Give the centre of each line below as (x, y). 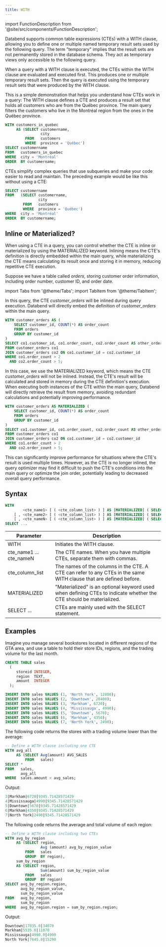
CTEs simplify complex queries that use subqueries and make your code (79, 171)
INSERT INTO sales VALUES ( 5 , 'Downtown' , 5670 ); (57, 713)
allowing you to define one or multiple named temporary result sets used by (82, 44)
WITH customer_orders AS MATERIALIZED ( (47, 406)
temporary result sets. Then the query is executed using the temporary (77, 80)
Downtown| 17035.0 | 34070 (30, 926)
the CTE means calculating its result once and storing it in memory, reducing (83, 261)
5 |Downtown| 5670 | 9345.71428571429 (41, 806)
